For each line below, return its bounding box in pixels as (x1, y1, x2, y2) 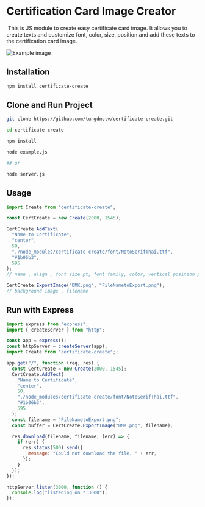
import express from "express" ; (6, 321, 88, 327)
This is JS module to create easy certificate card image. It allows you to (7, 24, 188, 32)
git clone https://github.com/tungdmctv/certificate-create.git (6, 116, 173, 122)
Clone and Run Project (6, 100, 93, 110)
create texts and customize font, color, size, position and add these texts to (6, 30, 195, 38)
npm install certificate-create (6, 83, 88, 89)
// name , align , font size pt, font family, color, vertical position (6, 271, 195, 278)
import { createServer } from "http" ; (6, 327, 105, 333)
